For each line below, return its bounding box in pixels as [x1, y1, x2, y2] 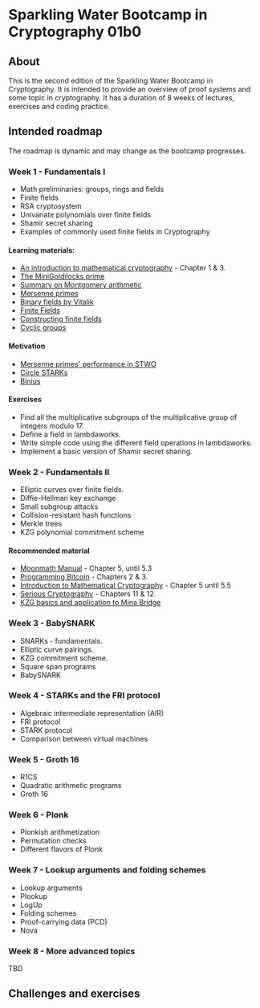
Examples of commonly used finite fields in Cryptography [19, 227, 210, 237]
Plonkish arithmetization [19, 827, 100, 837]
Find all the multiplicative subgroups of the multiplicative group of [19, 412, 238, 422]
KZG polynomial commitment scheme [19, 527, 144, 537]
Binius [19, 376, 41, 386]
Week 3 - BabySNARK [8, 618, 96, 629]
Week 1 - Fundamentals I [8, 166, 106, 177]
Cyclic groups [19, 323, 67, 332]
